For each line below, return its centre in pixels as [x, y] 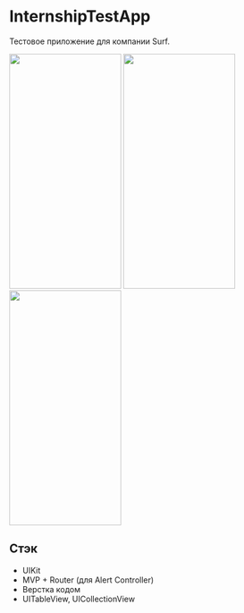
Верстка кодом [51, 589]
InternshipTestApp [80, 17]
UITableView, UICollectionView [79, 599]
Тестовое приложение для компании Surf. [89, 41]
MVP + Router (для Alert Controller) [88, 580]
